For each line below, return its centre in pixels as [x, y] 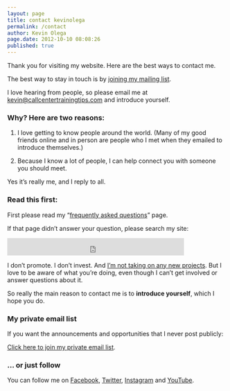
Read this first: [33, 200]
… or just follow [34, 365]
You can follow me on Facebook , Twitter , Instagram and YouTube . [101, 380]
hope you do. [26, 301]
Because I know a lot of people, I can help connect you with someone [116, 161]
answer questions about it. [45, 280]
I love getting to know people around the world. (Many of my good [112, 133]
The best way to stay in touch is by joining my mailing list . [89, 79]
